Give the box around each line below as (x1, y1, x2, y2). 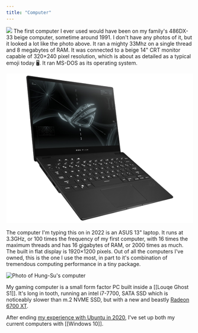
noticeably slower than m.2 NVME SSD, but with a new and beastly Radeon (6, 296, 190, 303)
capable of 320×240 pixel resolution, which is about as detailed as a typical (6, 52, 191, 59)
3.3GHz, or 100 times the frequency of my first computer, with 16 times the (6, 235, 189, 242)
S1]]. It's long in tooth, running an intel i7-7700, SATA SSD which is (6, 290, 168, 297)
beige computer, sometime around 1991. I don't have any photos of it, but (14, 33, 193, 41)
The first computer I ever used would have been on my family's (13, 27, 168, 34)
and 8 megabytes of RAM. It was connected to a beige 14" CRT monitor (6, 46, 181, 53)
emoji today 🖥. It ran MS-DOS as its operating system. (6, 59, 138, 66)
